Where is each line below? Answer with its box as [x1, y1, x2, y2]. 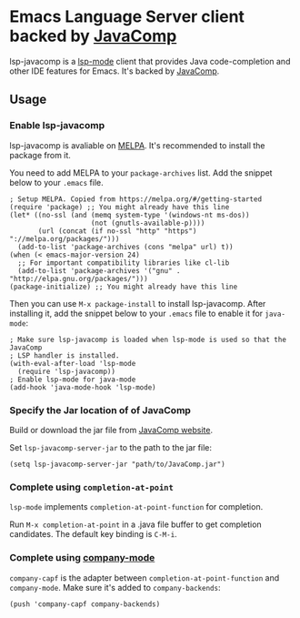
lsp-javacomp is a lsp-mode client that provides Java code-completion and [9, 56, 291, 66]
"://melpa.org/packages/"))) [9, 234, 120, 243]
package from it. [9, 149, 71, 160]
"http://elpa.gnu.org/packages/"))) [9, 274, 148, 283]
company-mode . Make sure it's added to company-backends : [9, 582, 221, 593]
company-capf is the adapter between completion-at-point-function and [9, 572, 280, 583]
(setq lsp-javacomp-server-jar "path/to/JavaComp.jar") [9, 460, 225, 469]
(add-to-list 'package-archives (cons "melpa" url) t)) [17, 242, 234, 251]
